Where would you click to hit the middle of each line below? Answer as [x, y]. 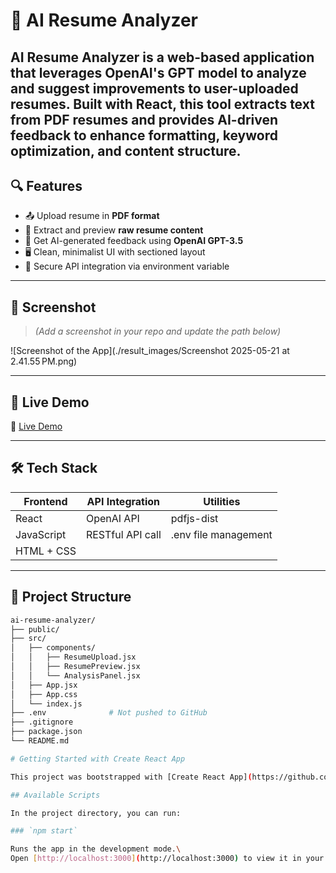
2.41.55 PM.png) [44, 361]
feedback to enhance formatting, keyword [144, 135]
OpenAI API [112, 518]
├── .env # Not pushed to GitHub [109, 713]
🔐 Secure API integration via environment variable [127, 266]
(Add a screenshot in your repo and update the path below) [158, 331]
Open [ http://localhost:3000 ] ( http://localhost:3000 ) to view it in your [167, 859]
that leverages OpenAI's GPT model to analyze [158, 72]
